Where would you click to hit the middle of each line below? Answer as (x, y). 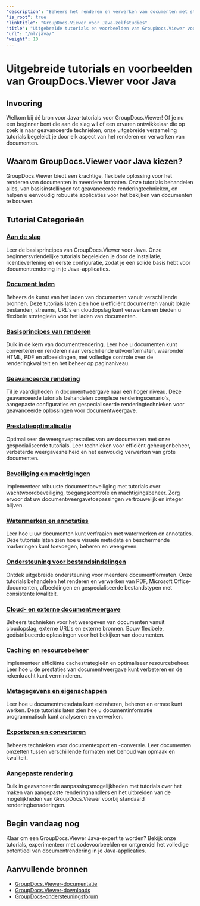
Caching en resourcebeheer (48, 650)
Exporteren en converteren (46, 732)
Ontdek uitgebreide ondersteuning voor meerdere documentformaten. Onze (99, 575)
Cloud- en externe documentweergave (63, 609)
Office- (182, 581)
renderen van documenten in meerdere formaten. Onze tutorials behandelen (100, 182)
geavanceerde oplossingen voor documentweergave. (72, 410)
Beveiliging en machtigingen (48, 474)
